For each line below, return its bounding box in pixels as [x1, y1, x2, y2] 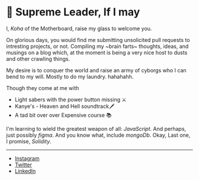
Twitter [14, 161, 33, 168]
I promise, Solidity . [6, 137, 52, 144]
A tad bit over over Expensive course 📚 [14, 111, 112, 118]
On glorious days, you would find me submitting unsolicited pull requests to [6, 36, 190, 43]
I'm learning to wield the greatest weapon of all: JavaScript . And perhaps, [6, 125, 187, 132]
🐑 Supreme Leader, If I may [6, 5, 140, 19]
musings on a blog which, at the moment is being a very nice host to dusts [6, 49, 188, 56]
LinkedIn [14, 167, 36, 174]
